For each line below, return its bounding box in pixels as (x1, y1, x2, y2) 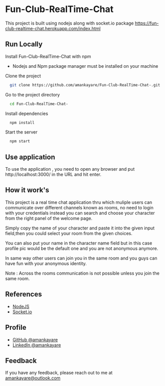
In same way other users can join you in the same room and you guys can (5, 255, 157, 261)
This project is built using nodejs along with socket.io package (5, 20, 134, 26)
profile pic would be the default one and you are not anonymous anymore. (5, 245, 158, 251)
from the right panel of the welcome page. (5, 215, 93, 221)
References (5, 290, 42, 299)
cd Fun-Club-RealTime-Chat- (10, 101, 69, 106)
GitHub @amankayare (12, 336, 58, 342)
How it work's (5, 186, 49, 194)
